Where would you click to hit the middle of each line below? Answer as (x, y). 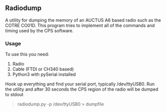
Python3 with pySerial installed (44, 74)
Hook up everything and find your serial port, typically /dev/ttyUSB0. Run (80, 84)
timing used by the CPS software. (39, 30)
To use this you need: (27, 55)
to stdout (14, 95)
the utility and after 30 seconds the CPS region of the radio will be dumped (82, 89)
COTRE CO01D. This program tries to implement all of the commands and (80, 25)
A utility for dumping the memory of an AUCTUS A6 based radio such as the (83, 20)
